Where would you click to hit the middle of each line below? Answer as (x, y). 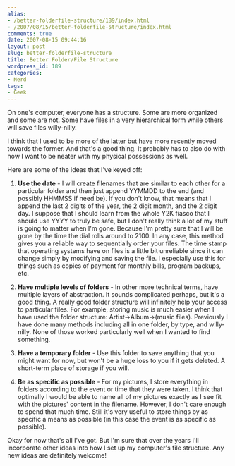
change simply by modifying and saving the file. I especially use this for (121, 259)
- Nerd (17, 79)
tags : (15, 86)
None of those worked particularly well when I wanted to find (121, 332)
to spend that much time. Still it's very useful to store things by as (113, 412)
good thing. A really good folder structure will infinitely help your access (122, 302)
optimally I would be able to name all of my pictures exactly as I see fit (120, 397)
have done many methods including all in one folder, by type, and (113, 324)
